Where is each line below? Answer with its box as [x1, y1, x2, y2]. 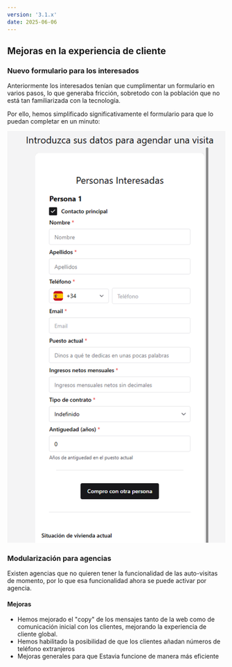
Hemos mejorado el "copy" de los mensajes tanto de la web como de [17, 615, 215, 624]
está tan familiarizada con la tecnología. [7, 96, 121, 105]
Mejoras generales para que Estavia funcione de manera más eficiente [17, 652, 220, 661]
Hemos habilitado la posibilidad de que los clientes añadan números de [17, 637, 221, 645]
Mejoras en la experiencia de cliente [7, 45, 166, 57]
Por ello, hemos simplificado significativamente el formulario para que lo [7, 110, 213, 118]
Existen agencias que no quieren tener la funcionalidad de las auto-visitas [7, 569, 218, 577]
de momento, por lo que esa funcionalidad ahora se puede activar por [7, 577, 207, 585]
